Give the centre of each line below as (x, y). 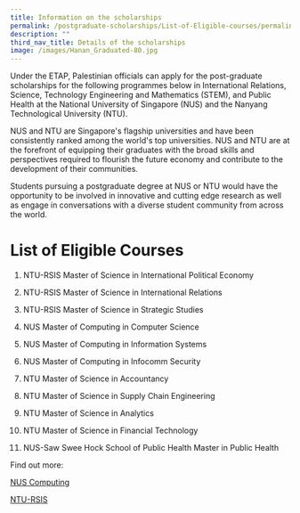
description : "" (40, 34)
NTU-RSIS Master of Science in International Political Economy (138, 275)
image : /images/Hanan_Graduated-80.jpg (84, 51)
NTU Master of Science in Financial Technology (110, 431)
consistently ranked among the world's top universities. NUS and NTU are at (150, 141)
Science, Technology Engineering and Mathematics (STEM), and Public (141, 95)
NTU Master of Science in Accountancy (96, 379)
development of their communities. (74, 169)
